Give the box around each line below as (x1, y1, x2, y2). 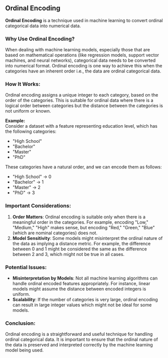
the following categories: (5, 128, 57, 135)
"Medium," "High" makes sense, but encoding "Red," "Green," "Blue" (12, 224, 155, 230)
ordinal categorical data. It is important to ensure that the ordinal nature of (5, 336, 158, 342)
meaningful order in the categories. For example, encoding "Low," (12, 219, 149, 225)
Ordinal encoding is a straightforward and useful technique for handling (5, 331, 153, 337)
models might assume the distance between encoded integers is (12, 286, 146, 292)
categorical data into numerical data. (5, 23, 81, 29)
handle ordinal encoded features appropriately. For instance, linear (12, 281, 150, 286)
